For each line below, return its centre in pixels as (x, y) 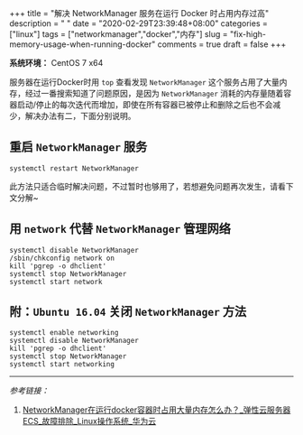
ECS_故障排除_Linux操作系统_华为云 (89, 421)
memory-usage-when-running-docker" (83, 44)
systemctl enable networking (64, 333)
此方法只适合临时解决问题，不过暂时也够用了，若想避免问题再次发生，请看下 (151, 186)
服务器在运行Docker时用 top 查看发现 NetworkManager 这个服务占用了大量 (144, 82)
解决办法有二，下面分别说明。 (80, 116)
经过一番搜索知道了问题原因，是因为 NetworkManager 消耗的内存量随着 (154, 93)
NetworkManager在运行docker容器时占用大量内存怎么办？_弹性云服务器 (156, 410)
